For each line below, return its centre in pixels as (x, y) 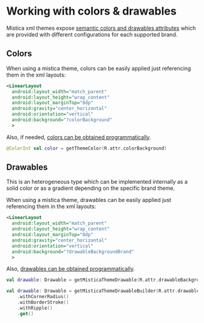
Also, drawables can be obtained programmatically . (71, 269)
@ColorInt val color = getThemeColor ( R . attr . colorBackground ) (87, 148)
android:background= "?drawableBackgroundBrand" (73, 252)
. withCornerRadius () (43, 297)
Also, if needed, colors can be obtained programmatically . (79, 137)
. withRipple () (35, 308)
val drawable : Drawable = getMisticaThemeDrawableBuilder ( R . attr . (92, 291)
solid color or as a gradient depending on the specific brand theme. (90, 188)
